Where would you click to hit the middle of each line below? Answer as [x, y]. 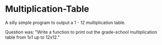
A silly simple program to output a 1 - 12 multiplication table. [66, 22]
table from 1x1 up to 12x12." [32, 37]
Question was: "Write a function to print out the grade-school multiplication [81, 32]
